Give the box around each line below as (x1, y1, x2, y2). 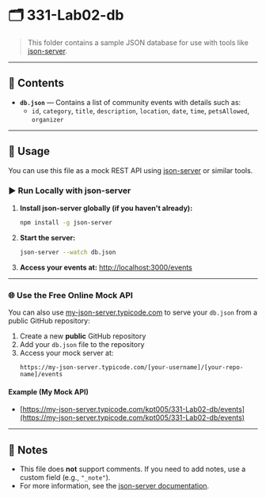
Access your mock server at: (19, 348, 114, 357)
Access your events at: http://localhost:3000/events (19, 262, 192, 272)
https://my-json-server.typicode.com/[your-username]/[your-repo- (19, 363, 244, 372)
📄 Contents (8, 77, 65, 90)
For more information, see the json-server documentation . (19, 481, 210, 490)
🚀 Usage (8, 145, 50, 158)
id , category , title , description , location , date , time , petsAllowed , (31, 106, 249, 115)
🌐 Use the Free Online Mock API (8, 289, 133, 300)
